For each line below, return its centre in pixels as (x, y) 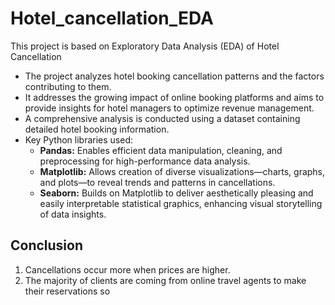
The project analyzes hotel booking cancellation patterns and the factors (174, 76)
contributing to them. (68, 86)
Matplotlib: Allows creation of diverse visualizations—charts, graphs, (182, 171)
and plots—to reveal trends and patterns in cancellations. (157, 182)
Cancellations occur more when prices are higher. (127, 269)
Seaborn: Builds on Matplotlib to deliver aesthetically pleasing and (176, 193)
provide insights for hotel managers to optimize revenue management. (169, 108)
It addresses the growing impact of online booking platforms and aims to (174, 97)
